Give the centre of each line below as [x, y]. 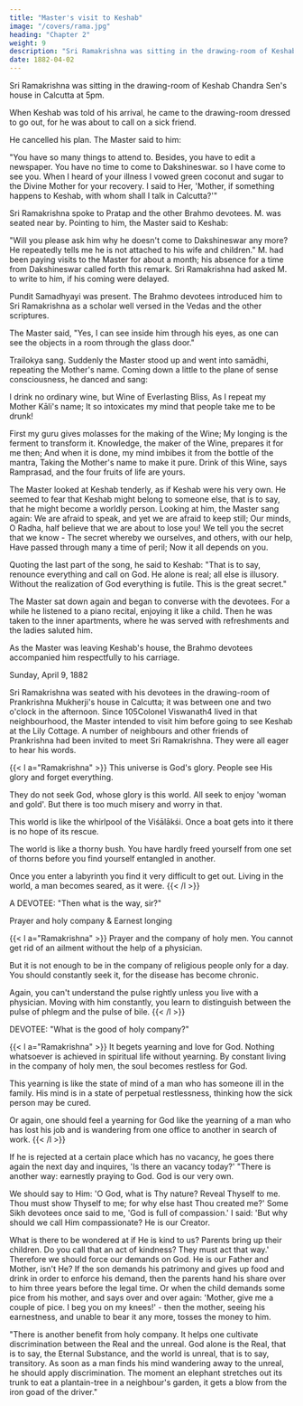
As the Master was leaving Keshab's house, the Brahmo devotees [131, 648]
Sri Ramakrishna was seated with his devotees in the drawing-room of [140, 692]
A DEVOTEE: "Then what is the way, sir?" [86, 903]
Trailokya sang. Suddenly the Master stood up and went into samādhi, [139, 360]
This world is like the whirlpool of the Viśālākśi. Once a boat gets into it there [151, 822]
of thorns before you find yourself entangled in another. [113, 859]
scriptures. [29, 316]
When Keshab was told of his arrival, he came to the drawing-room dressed [150, 113]
